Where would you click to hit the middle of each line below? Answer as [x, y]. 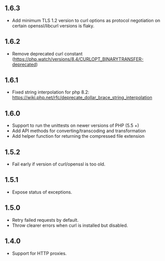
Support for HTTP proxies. [39, 253]
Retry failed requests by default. [45, 220]
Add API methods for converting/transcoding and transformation [79, 131]
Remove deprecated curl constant [47, 54]
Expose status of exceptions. [42, 192]
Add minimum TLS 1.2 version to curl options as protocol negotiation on [86, 20]
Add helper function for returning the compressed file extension [78, 136]
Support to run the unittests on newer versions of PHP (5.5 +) [75, 126]
